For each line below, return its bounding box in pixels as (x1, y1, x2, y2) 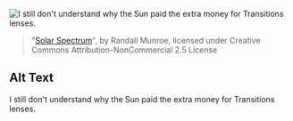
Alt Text (9, 70, 54, 85)
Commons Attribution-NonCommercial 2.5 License (30, 44, 218, 55)
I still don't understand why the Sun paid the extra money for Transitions (9, 93, 275, 104)
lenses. (9, 103, 36, 114)
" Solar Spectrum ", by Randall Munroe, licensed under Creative (30, 36, 261, 45)
